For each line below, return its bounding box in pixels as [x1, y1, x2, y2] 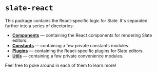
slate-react [5, 3, 54, 13]
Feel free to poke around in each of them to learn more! [5, 62, 117, 68]
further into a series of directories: [5, 23, 74, 29]
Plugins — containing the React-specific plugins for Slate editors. [12, 48, 144, 54]
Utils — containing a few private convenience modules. [12, 53, 123, 59]
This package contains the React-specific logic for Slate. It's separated [5, 18, 148, 23]
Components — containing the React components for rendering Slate [12, 32, 153, 38]
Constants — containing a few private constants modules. [12, 42, 130, 48]
